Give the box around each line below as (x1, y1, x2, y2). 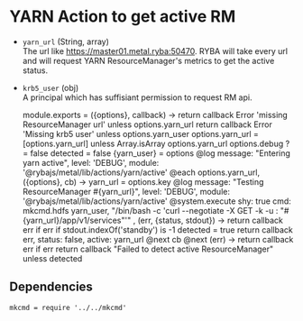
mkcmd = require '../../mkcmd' (9, 303, 127, 312)
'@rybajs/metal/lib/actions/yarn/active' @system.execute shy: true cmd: (22, 196, 291, 206)
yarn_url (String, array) (22, 36, 110, 47)
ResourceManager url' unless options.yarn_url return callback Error (22, 119, 272, 130)
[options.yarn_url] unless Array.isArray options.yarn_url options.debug (22, 138, 284, 149)
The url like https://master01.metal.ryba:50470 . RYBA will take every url (22, 45, 289, 56)
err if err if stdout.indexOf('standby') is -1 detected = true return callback (22, 224, 293, 235)
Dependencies (9, 280, 93, 295)
